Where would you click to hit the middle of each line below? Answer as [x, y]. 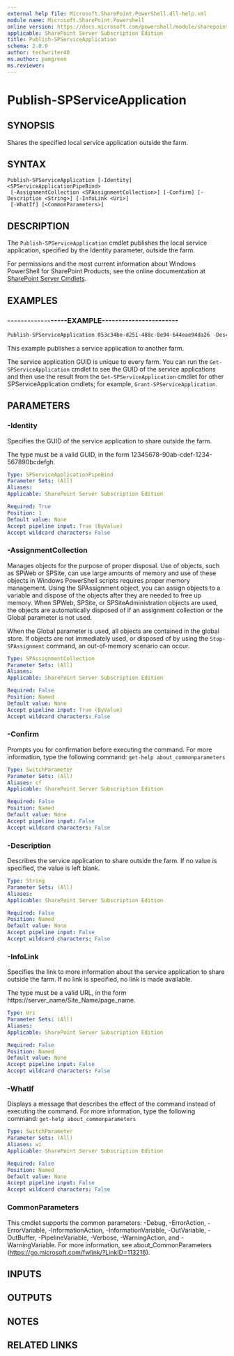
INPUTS [24, 1274]
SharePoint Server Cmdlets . [47, 279]
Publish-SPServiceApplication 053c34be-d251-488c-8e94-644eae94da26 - [112, 335]
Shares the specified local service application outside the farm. [98, 142]
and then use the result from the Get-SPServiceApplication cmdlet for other [116, 376]
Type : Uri [22, 1013]
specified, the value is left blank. [54, 868]
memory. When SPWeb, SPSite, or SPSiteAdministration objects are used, [112, 602]
